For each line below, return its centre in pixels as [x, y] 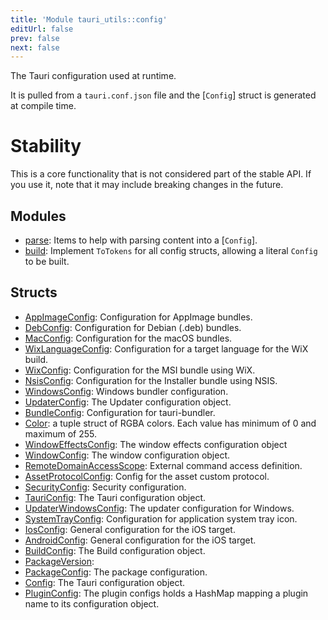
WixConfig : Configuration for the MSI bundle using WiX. [140, 370]
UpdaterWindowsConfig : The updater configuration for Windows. [159, 508]
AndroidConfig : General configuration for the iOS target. [140, 540]
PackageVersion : [59, 561]
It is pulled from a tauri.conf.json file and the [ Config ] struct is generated [163, 95]
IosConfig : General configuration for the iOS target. [130, 529]
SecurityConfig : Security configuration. [105, 487]
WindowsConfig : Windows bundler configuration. [126, 391]
